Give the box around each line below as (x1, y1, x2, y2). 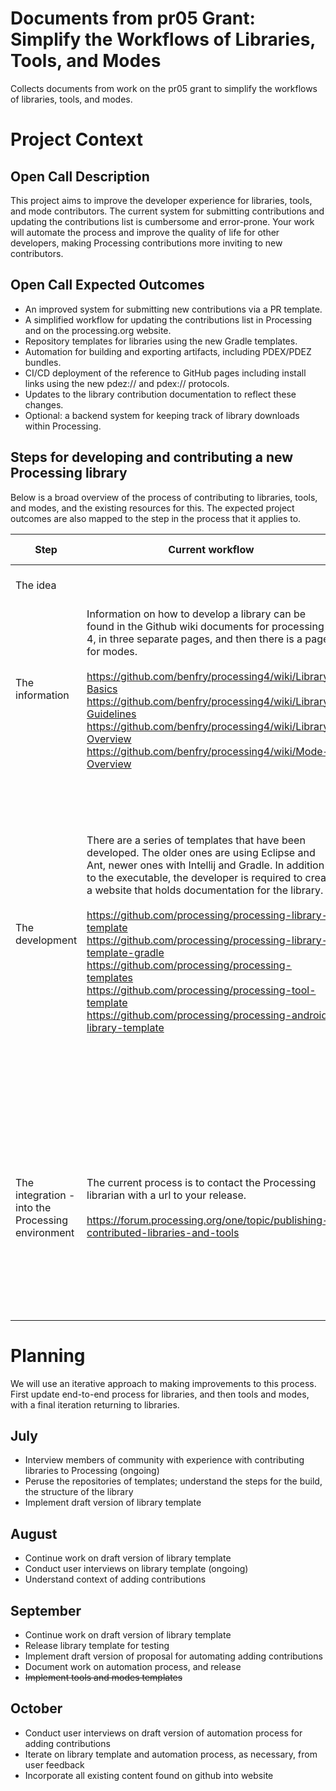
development (15, 933, 78, 947)
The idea (15, 578, 57, 592)
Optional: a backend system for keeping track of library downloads (24, 409, 300, 421)
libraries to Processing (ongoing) (24, 1465, 160, 1477)
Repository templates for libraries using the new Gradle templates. (24, 335, 298, 347)
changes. (24, 398, 64, 411)
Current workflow (168, 542, 255, 556)
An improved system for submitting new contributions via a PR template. (24, 303, 323, 315)
